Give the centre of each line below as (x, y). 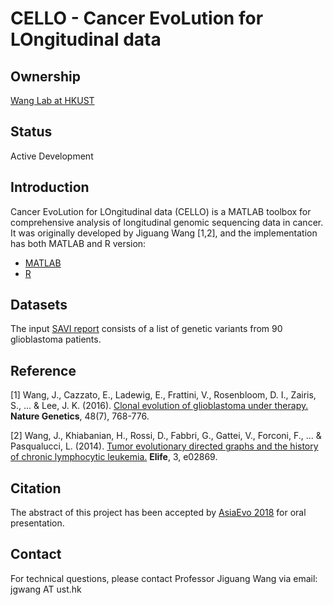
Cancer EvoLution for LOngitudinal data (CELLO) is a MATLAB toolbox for (161, 211)
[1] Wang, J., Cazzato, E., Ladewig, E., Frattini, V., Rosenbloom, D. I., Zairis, (163, 395)
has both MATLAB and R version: (78, 243)
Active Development (52, 156)
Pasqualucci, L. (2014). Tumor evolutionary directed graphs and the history (164, 446)
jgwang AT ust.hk (46, 589)
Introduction (50, 187)
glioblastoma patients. (56, 339)
